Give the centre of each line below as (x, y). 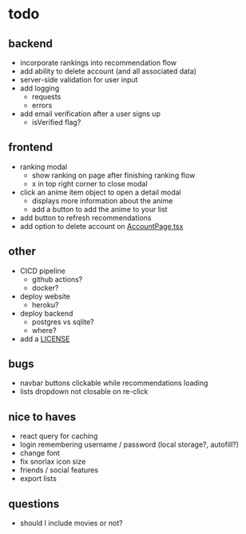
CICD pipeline (42, 271)
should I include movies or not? (71, 523)
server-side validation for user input (79, 80)
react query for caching (59, 436)
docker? (45, 287)
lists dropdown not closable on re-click (84, 391)
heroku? (45, 304)
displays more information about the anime (102, 200)
